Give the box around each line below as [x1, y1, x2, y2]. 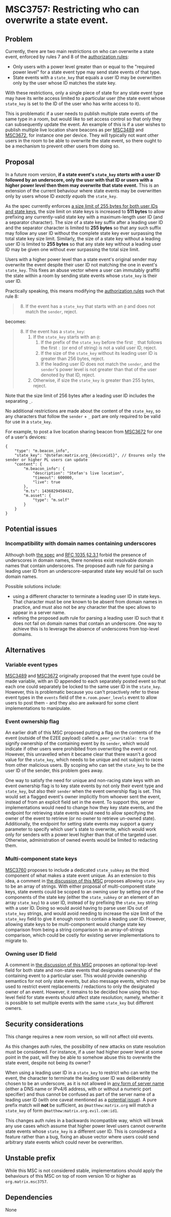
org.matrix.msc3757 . [5, 1178, 48, 1184]
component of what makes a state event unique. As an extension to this [5, 872, 156, 879]
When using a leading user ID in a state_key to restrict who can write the [5, 1069, 158, 1076]
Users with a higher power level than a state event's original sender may [5, 256, 157, 262]
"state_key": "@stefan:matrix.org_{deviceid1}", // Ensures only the [14, 453, 166, 458]
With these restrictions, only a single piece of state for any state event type [5, 90, 163, 95]
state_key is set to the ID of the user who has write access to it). [5, 101, 141, 107]
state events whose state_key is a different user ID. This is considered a [5, 1128, 157, 1134]
